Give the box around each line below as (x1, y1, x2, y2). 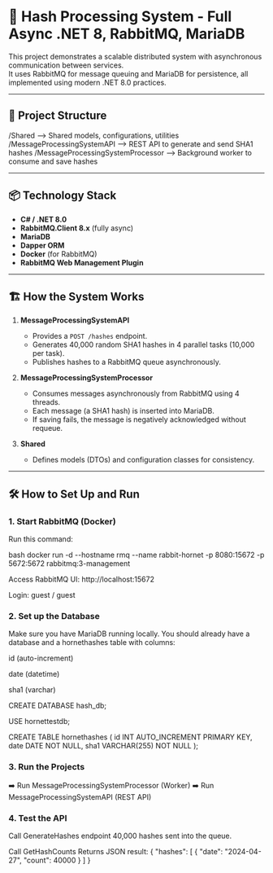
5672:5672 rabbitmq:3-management (8, 559, 131, 568)
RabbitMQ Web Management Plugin (19, 257, 144, 267)
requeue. (32, 423, 63, 433)
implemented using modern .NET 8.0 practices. (8, 77, 167, 87)
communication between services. (8, 60, 124, 70)
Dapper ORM (19, 240, 65, 250)
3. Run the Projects (8, 761, 85, 773)
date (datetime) (8, 669, 60, 679)
